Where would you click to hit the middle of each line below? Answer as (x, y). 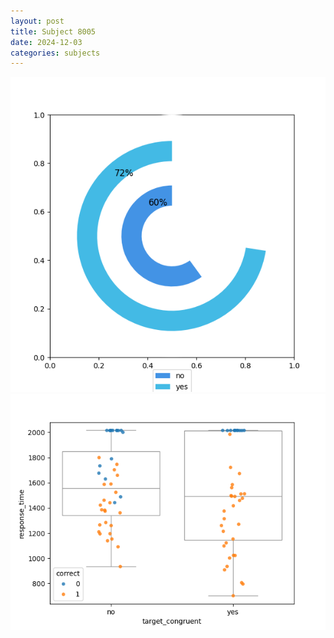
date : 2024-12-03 (46, 42)
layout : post (37, 21)
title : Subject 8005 (53, 31)
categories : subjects (55, 53)
